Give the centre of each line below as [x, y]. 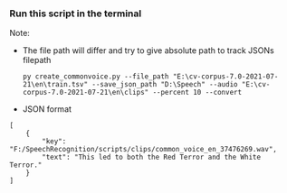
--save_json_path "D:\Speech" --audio [165, 85]
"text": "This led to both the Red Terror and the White [151, 157]
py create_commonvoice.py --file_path [96, 77]
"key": [54, 142]
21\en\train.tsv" [55, 85]
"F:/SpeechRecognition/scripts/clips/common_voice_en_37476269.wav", [143, 150]
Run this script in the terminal [76, 14]
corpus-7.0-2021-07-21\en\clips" [86, 93]
